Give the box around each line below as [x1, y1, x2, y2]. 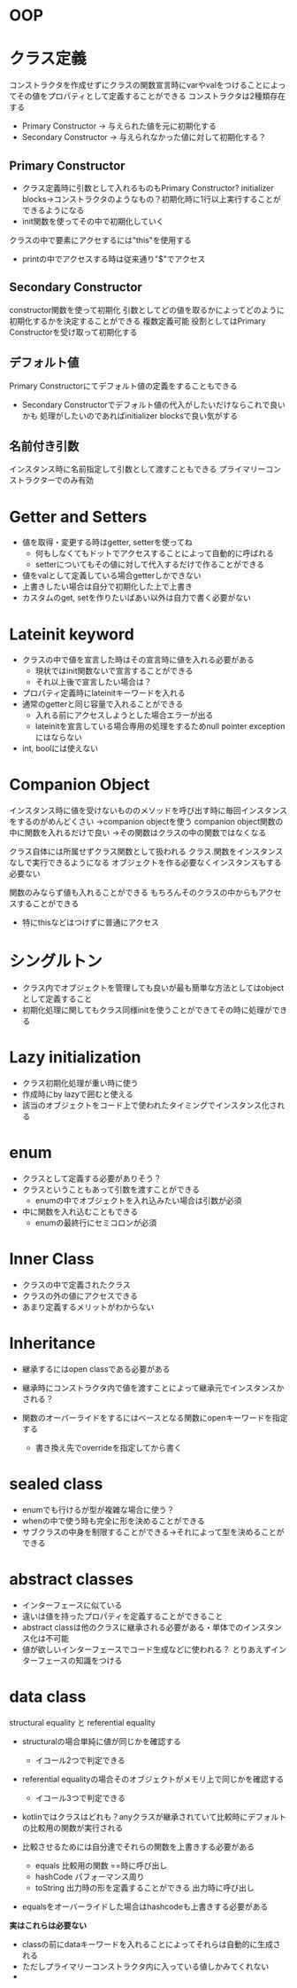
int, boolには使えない [21, 743, 99, 754]
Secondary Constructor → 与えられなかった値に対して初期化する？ [21, 132, 267, 143]
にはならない [34, 732, 82, 743]
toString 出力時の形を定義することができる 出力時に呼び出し [34, 1882, 255, 1893]
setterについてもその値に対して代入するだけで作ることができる [34, 560, 265, 570]
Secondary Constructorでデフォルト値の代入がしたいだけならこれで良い [21, 399, 286, 410]
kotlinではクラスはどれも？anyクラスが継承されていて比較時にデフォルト [21, 1811, 287, 1822]
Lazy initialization [9, 1047, 141, 1068]
